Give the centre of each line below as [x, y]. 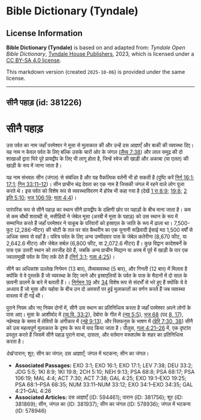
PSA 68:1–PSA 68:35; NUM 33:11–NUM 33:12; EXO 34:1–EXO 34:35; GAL [104, 385]
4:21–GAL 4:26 [33, 391]
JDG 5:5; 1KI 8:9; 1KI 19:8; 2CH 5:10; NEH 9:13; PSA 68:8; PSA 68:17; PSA [105, 372]
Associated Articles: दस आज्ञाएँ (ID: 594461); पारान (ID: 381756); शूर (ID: [99, 397]
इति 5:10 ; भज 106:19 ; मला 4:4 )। [42, 198]
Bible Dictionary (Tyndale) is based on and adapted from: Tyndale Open [96, 47]
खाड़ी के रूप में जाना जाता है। [34, 165]
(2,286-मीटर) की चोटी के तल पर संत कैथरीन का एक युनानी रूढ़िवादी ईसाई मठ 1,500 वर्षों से [104, 230]
